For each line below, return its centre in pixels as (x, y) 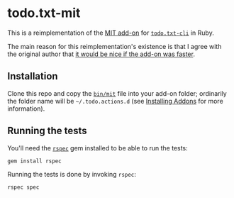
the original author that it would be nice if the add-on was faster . (101, 54)
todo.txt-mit (44, 13)
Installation (33, 76)
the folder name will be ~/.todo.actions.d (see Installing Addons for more (115, 101)
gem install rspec (34, 161)
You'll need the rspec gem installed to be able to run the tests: (97, 148)
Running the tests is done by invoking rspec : (72, 174)
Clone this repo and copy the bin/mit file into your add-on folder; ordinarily (117, 93)
